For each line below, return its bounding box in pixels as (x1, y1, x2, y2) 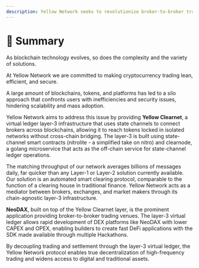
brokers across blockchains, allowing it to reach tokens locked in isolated (6, 126, 185, 133)
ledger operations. (6, 151, 52, 158)
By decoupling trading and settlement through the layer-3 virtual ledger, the (6, 243, 191, 250)
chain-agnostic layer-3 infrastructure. (6, 194, 98, 202)
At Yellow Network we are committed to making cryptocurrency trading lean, (6, 72, 193, 79)
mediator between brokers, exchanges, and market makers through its (6, 188, 178, 195)
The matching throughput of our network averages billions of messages (6, 162, 182, 170)
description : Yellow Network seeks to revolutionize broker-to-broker (6, 8, 184, 15)
